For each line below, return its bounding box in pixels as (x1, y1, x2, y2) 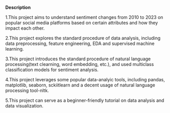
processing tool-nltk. (5, 87, 50, 94)
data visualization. (5, 103, 43, 109)
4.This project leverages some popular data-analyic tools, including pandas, (5, 77, 165, 82)
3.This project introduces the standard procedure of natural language (5, 56, 151, 62)
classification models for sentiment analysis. (5, 66, 99, 73)
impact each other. (5, 25, 45, 31)
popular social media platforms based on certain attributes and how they (5, 20, 158, 26)
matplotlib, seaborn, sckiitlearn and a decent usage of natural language (5, 82, 156, 88)
